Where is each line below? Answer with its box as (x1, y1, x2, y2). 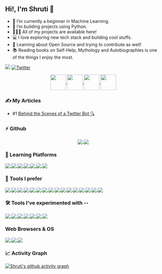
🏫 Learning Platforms (5, 151, 57, 158)
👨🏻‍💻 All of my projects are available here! (12, 28, 97, 35)
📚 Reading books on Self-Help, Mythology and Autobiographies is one (12, 47, 158, 53)
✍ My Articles (5, 97, 41, 104)
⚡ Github (5, 125, 26, 132)
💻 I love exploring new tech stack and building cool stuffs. (12, 34, 132, 40)
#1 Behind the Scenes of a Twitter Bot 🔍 (12, 110, 95, 117)
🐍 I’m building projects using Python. (12, 23, 88, 29)
